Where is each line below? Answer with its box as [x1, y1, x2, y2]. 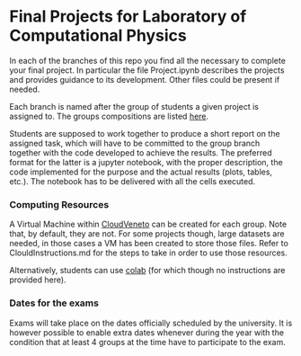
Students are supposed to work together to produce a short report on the [9, 128, 280, 138]
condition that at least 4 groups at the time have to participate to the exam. [9, 336, 286, 347]
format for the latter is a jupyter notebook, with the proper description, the [9, 156, 283, 167]
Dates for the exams [9, 297, 99, 309]
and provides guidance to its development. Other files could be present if [9, 74, 280, 85]
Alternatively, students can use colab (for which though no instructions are [9, 265, 286, 276]
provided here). [9, 274, 66, 285]
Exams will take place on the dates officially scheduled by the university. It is [9, 317, 293, 328]
